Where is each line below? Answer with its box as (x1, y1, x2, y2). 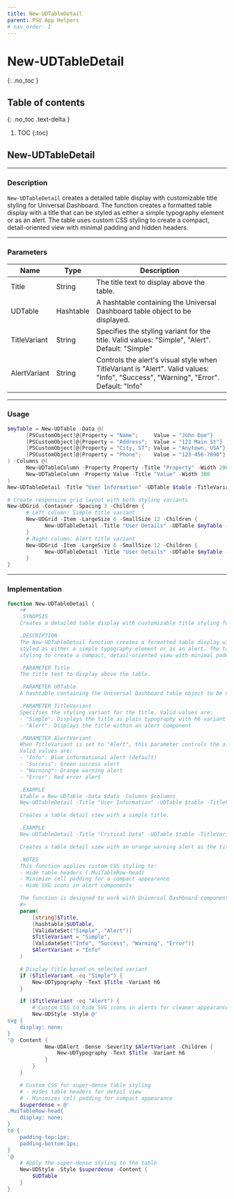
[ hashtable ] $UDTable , (32, 920, 95, 927)
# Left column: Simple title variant (25, 509, 136, 517)
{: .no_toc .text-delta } (7, 115, 70, 124)
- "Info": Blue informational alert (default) (19, 754, 157, 761)
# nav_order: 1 (7, 23, 52, 30)
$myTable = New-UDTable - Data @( (7, 425, 104, 432)
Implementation (7, 584, 63, 594)
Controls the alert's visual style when (96, 355, 217, 365)
